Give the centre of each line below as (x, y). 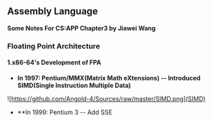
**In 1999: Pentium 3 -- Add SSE (65, 112)
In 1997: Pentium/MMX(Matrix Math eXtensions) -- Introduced (109, 78)
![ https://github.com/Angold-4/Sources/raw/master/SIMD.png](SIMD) (106, 98)
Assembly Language (53, 11)
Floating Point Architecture (54, 46)
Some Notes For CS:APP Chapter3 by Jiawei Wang (82, 28)
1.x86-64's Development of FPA (54, 62)
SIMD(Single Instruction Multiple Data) (74, 85)
